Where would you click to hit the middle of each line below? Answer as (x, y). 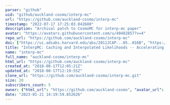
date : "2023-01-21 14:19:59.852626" (44, 94)
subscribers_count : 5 (28, 85)
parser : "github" (24, 10)
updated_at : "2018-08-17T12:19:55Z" (44, 71)
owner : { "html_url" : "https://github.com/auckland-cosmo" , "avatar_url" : (85, 90)
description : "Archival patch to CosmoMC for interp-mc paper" (73, 29)
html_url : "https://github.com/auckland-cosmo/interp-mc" (68, 62)
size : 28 (14, 80)
